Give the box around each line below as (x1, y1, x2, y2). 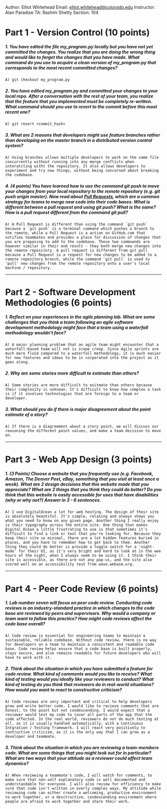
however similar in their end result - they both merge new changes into (5, 244, 162, 249)
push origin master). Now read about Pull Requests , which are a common (5, 194, 160, 200)
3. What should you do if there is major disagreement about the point (5, 406, 151, 412)
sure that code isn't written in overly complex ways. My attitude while (5, 786, 162, 791)
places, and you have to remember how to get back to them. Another (5, 540, 150, 545)
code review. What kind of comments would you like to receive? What (5, 671, 153, 677)
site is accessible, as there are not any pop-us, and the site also (5, 557, 153, 563)
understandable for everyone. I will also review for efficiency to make (5, 782, 162, 787)
